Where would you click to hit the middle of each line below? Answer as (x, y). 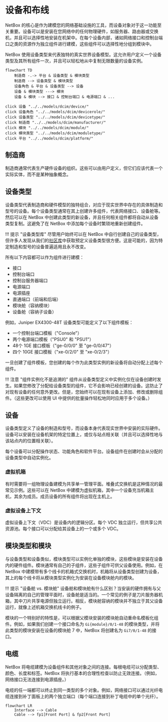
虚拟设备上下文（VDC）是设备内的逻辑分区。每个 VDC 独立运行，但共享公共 (84, 522)
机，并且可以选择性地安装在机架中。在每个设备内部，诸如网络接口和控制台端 (84, 38)
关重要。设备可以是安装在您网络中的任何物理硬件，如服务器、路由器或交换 (82, 31)
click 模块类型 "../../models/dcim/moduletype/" (55, 133)
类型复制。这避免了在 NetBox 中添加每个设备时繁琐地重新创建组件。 (75, 223)
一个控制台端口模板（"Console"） (47, 333)
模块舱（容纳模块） (32, 305)
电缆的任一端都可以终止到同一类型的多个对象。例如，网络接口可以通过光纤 (82, 690)
